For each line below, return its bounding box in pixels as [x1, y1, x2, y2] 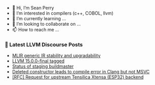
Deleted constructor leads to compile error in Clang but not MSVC [12, 69, 150, 75]
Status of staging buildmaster [12, 63, 74, 69]
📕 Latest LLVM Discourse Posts [5, 41, 83, 48]
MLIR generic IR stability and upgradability [12, 53, 101, 59]
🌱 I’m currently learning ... [12, 16, 66, 21]
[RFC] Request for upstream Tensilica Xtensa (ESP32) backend [12, 74, 144, 80]
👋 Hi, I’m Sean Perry [12, 5, 54, 11]
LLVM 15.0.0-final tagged [12, 58, 65, 64]
